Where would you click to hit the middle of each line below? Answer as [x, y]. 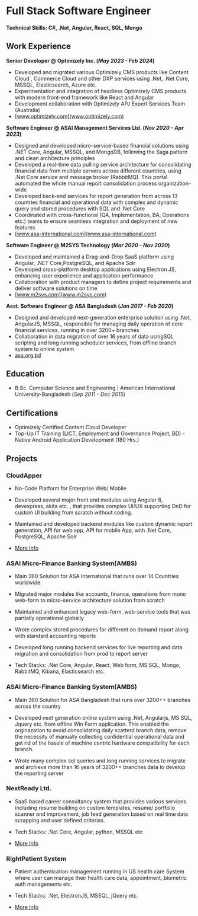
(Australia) [27, 110]
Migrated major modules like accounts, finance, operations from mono [100, 594]
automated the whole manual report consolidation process [86, 183]
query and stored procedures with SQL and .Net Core [80, 208]
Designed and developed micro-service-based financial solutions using [102, 145]
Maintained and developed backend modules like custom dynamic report [103, 524]
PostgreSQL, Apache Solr [46, 536]
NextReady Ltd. [29, 789]
